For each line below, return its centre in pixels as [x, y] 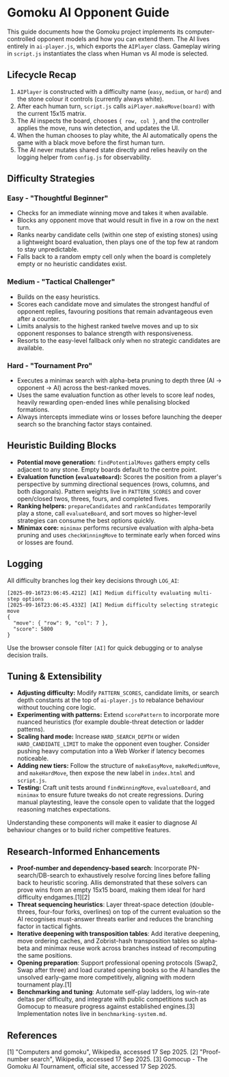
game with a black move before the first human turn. [91, 143]
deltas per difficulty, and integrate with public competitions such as [112, 1000]
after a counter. [38, 318]
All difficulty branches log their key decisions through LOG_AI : [93, 580]
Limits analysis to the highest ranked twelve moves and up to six [108, 326]
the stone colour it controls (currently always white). [90, 99]
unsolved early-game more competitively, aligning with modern [106, 978]
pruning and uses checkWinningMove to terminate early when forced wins [119, 535]
